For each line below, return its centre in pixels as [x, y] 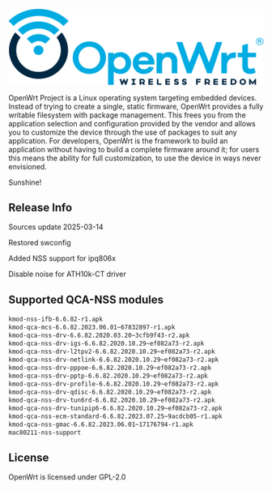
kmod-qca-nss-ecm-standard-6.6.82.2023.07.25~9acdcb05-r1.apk [115, 417]
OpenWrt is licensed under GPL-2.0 [67, 477]
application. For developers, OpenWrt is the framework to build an [118, 141]
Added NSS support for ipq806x [62, 258]
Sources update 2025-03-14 [56, 227]
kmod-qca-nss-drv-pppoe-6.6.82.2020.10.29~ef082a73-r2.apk [110, 368]
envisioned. [28, 166]
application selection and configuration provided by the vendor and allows [132, 123]
